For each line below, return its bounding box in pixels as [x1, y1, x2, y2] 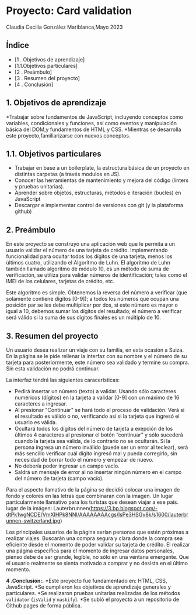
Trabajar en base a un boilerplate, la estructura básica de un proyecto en [14, 164, 190, 171]
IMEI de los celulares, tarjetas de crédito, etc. [6, 278, 115, 285]
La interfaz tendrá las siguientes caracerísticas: [6, 376, 120, 383]
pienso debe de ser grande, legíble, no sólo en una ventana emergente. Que [6, 554, 190, 560]
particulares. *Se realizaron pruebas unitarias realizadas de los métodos [6, 590, 180, 596]
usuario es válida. [14, 419, 57, 425]
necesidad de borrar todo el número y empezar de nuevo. [14, 456, 153, 463]
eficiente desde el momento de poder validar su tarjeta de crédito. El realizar [6, 541, 191, 548]
